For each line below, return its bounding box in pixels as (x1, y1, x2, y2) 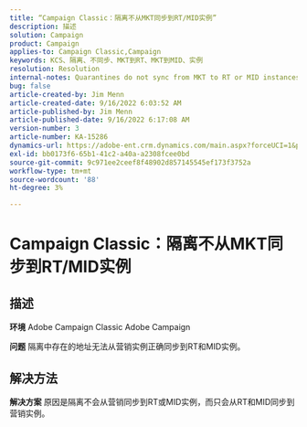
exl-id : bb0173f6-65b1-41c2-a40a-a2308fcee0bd (9, 149, 190, 158)
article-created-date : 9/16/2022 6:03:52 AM (9, 98, 182, 108)
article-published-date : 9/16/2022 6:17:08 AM (9, 115, 190, 124)
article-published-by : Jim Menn (9, 107, 132, 116)
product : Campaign (9, 38, 79, 48)
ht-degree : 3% (9, 184, 64, 193)
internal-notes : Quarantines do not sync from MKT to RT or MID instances (9, 73, 301, 82)
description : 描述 (9, 22, 77, 31)
